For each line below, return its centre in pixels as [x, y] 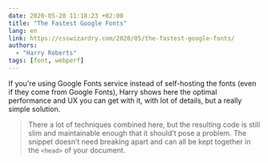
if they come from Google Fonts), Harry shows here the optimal [113, 92]
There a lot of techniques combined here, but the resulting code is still [144, 124]
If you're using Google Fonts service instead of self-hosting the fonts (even [132, 83]
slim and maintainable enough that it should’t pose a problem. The [137, 132]
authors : [23, 46]
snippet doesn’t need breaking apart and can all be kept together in [139, 141]
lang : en [23, 31]
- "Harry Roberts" [47, 53]
